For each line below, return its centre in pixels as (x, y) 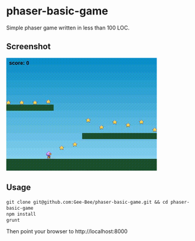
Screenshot (29, 47)
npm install (21, 214)
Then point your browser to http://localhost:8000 (67, 231)
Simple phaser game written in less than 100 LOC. (68, 28)
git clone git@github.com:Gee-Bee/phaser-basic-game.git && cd (87, 202)
